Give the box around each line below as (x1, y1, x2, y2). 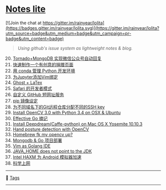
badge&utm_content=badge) (5, 36, 64, 42)
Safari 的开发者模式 (12, 85, 52, 91)
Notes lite (5, 3, 46, 15)
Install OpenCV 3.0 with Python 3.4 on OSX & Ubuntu (12, 109, 121, 115)
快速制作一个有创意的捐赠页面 (12, 61, 73, 67)
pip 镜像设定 (12, 97, 38, 103)
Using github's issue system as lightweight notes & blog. (17, 45, 133, 51)
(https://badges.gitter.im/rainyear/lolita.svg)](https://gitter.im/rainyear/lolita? (5, 25, 160, 31)
